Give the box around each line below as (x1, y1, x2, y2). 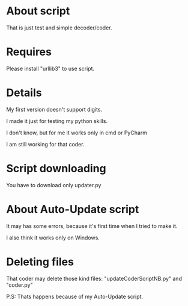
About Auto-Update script (6, 202, 139, 216)
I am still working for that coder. (6, 140, 85, 148)
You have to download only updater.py (6, 181, 102, 188)
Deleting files (6, 255, 74, 268)
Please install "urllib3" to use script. (6, 65, 95, 72)
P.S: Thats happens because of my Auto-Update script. (6, 293, 143, 300)
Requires (6, 45, 52, 59)
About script (6, 4, 70, 18)
